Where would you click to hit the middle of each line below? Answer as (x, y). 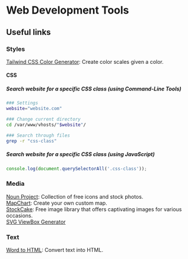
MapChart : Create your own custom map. (57, 203)
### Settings (22, 103)
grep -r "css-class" (32, 141)
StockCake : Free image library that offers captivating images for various (94, 209)
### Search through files (38, 135)
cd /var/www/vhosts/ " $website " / (46, 125)
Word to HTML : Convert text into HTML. (55, 250)
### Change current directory (44, 119)
